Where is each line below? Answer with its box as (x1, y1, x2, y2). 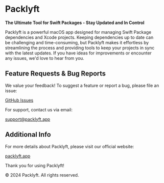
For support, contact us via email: (5, 106, 73, 112)
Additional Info (5, 131, 51, 139)
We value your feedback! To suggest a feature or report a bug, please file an (5, 82, 159, 88)
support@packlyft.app (5, 116, 50, 122)
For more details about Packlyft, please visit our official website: (5, 143, 134, 149)
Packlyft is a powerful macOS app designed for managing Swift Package (5, 29, 152, 35)
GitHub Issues (5, 97, 33, 103)
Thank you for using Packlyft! (5, 162, 65, 168)
